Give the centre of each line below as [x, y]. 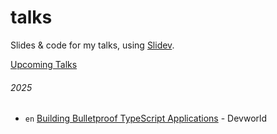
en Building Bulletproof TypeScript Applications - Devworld [145, 118]
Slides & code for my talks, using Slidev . [92, 45]
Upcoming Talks [44, 64]
